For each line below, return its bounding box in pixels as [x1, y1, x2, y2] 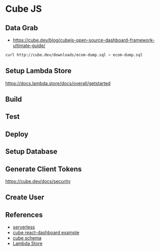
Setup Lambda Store [5, 67, 72, 75]
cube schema [12, 235, 42, 241]
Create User [5, 193, 44, 202]
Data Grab [5, 24, 38, 32]
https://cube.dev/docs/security [5, 178, 71, 184]
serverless [12, 224, 35, 231]
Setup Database [5, 147, 58, 156]
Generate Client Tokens [5, 164, 82, 173]
